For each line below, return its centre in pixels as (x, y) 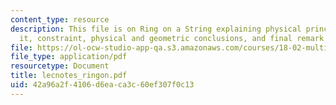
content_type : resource (60, 19)
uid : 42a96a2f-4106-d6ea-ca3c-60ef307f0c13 (102, 85)
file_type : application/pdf (69, 57)
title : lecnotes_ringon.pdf (69, 76)
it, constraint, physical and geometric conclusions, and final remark (172, 38)
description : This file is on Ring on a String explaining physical (156, 29)
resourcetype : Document (60, 66)
